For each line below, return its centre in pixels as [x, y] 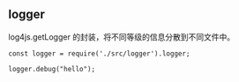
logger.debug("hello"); [52, 69]
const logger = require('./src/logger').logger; [99, 53]
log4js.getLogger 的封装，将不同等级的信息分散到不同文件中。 [122, 37]
